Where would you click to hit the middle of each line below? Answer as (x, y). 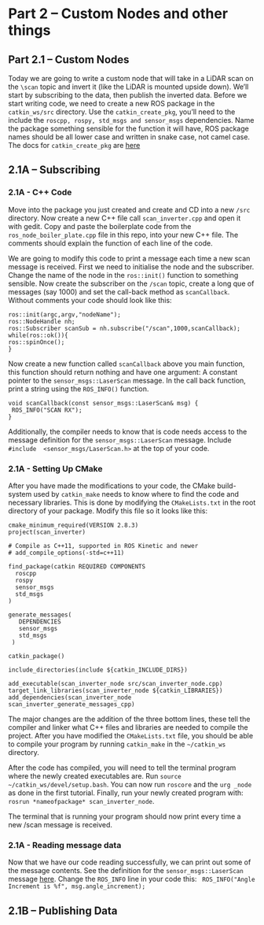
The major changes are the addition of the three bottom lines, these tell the (129, 719)
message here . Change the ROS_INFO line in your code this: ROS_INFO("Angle (132, 879)
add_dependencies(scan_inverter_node (70, 697)
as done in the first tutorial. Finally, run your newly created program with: (126, 793)
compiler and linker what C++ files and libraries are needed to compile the (128, 727)
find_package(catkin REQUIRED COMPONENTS (77, 566)
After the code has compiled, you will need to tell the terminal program (122, 768)
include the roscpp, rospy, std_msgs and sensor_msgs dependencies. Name (131, 120)
